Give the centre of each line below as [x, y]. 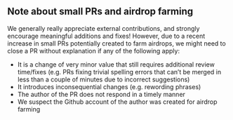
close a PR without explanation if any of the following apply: [94, 51]
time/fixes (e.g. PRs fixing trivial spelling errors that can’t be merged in [119, 72]
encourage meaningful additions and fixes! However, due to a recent [106, 36]
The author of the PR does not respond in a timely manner [101, 94]
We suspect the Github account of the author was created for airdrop [117, 102]
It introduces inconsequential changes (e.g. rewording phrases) [109, 86]
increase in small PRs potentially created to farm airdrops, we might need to [116, 43]
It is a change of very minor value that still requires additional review [116, 64]
